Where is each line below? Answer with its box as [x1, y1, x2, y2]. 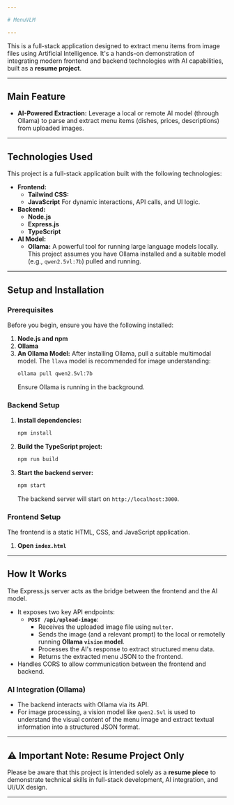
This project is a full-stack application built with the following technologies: [7, 169, 222, 178]
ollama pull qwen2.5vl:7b [17, 370, 93, 377]
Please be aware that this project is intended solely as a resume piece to [7, 768, 216, 776]
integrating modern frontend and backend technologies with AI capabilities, [7, 57, 224, 65]
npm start [17, 481, 47, 489]
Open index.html [17, 542, 67, 550]
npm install [17, 430, 52, 437]
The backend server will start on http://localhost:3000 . [17, 494, 180, 503]
